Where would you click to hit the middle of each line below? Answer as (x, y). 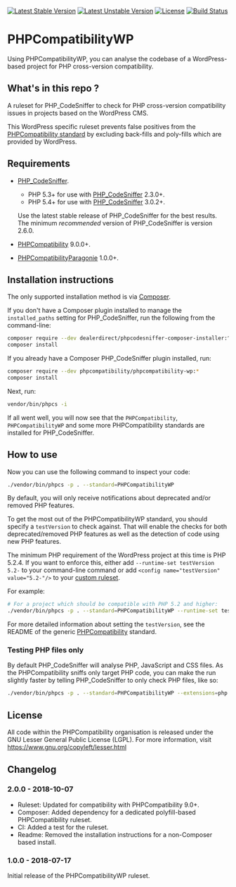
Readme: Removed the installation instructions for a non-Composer (115, 834)
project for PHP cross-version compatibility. (90, 66)
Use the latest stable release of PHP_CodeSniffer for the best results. (117, 216)
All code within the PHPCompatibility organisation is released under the (111, 732)
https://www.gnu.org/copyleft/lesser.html (67, 748)
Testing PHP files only (46, 650)
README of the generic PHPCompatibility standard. (82, 632)
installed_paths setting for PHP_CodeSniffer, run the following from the (111, 318)
